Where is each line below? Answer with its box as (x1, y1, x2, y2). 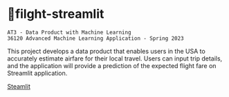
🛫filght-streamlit (7, 6, 104, 22)
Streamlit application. (7, 69, 68, 77)
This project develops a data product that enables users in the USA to (7, 47, 205, 55)
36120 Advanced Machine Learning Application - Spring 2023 (7, 34, 185, 42)
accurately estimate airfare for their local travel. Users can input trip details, (7, 54, 223, 63)
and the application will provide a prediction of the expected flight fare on (7, 61, 217, 69)
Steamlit (7, 82, 31, 90)
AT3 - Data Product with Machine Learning (7, 29, 131, 36)
